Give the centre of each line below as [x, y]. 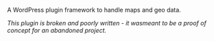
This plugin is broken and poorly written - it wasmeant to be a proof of [107, 23]
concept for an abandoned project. [57, 30]
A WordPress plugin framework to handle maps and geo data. [94, 10]
